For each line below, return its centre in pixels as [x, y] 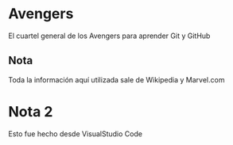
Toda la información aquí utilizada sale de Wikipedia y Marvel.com [116, 79]
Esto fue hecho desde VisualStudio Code [76, 134]
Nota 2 [31, 111]
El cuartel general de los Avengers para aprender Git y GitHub [109, 36]
